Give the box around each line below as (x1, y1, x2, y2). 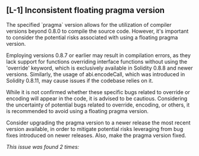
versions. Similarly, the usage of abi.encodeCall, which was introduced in (6, 70, 185, 77)
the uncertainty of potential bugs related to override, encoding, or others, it (6, 101, 190, 108)
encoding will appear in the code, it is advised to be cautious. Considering (6, 95, 188, 102)
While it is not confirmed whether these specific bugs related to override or (6, 88, 190, 95)
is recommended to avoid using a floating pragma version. (6, 107, 149, 114)
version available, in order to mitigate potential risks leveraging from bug (6, 125, 184, 132)
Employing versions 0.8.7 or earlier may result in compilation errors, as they (6, 51, 191, 59)
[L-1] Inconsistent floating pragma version (6, 5, 165, 15)
